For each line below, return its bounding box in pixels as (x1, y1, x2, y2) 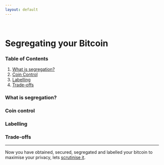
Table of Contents (5, 55, 49, 62)
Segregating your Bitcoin (5, 38, 108, 49)
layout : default (5, 7, 38, 12)
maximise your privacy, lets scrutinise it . (5, 155, 86, 161)
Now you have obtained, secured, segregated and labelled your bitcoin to (5, 149, 153, 155)
